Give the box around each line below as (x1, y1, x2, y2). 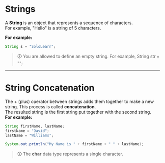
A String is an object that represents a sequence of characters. (5, 20, 133, 26)
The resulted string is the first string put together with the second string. (5, 109, 151, 115)
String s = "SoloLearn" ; (5, 44, 56, 49)
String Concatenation (5, 82, 95, 93)
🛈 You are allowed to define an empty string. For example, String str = (17, 53, 160, 59)
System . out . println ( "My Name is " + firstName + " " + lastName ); (5, 142, 144, 147)
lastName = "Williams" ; (5, 133, 54, 138)
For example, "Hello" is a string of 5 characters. (5, 25, 101, 31)
